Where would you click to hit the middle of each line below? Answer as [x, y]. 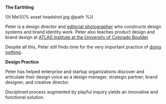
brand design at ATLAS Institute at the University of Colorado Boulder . [77, 37]
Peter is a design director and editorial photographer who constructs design [83, 26]
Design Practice [22, 62]
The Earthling [19, 7]
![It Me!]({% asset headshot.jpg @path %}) [49, 17]
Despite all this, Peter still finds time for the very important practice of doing [83, 47]
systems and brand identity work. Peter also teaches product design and [80, 32]
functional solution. [25, 97]
